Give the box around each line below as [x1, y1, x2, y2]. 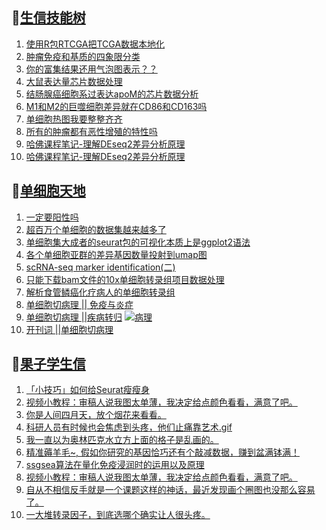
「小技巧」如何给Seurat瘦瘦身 [25, 384, 150, 396]
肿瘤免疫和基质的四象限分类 [25, 50, 141, 62]
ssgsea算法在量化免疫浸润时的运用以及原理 [25, 459, 205, 471]
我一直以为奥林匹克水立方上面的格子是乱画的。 [25, 434, 219, 446]
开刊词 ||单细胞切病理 [25, 323, 114, 335]
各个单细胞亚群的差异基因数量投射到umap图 [25, 248, 208, 260]
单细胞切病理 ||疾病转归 [25, 311, 123, 323]
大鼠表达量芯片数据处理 [25, 75, 123, 87]
